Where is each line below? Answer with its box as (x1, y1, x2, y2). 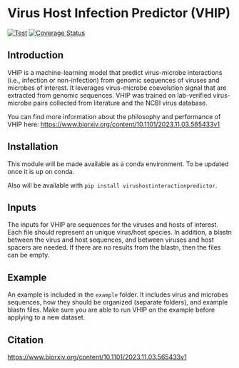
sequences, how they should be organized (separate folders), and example (7, 298, 228, 307)
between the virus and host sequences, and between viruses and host (7, 235, 214, 244)
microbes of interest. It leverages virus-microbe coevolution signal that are (7, 83, 227, 92)
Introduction (7, 49, 64, 61)
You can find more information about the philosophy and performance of (7, 112, 221, 121)
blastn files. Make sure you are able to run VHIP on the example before (7, 305, 215, 315)
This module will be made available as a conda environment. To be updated (7, 159, 229, 168)
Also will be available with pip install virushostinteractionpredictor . (7, 180, 218, 190)
